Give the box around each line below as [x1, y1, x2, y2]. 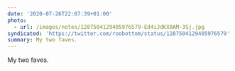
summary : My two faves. [7, 37, 78, 44]
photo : [7, 17, 27, 24]
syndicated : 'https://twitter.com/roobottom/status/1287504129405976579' [7, 30, 231, 37]
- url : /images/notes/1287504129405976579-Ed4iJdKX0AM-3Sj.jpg [13, 23, 204, 30]
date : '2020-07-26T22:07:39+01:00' [7, 10, 113, 18]
